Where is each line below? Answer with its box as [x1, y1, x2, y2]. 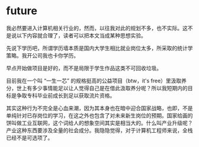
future [6, 4, 37, 18]
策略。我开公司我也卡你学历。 [6, 52, 79, 59]
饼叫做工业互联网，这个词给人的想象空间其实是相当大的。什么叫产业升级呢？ [6, 119, 193, 126]
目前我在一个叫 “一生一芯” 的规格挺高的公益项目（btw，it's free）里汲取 [6, 77, 182, 84]
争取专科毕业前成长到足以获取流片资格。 [16, 92, 115, 99]
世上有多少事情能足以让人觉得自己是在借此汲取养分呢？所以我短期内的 [16, 84, 188, 91]
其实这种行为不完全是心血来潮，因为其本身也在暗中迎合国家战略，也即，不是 [6, 104, 193, 111]
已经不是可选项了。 [6, 134, 53, 141]
